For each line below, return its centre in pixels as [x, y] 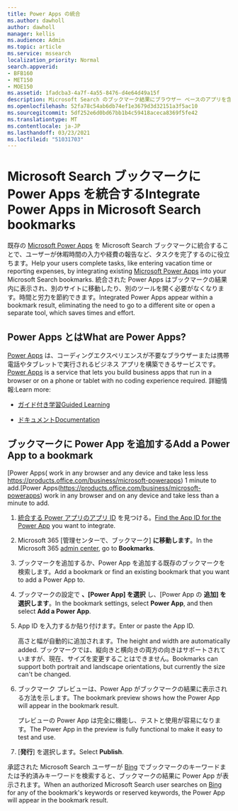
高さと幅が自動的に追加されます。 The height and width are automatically [124, 641]
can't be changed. [44, 674]
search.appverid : [33, 67]
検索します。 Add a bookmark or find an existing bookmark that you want [124, 571]
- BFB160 [20, 73]
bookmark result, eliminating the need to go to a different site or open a [111, 305]
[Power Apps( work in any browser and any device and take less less [108, 473]
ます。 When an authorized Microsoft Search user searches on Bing [124, 784]
